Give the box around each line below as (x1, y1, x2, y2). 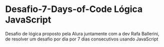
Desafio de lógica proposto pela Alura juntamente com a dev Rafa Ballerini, (5, 30, 159, 36)
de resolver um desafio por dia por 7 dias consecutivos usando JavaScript (5, 36, 158, 42)
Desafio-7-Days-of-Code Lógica (5, 3, 143, 15)
